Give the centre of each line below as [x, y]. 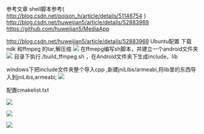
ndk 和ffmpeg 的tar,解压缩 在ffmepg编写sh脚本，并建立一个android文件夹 [102, 49]
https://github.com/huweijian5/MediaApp [58, 29]
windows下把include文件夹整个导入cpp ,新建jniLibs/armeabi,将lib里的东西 [99, 69]
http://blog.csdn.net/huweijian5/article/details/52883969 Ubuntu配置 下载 [99, 41]
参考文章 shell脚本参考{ [36, 9]
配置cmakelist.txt [28, 90]
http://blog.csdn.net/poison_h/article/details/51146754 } [76, 16]
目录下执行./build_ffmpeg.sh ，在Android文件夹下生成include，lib [96, 56]
